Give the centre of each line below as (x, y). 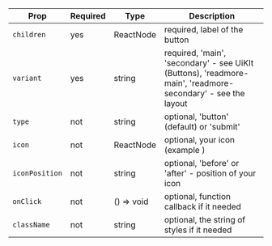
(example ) (185, 150)
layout (176, 103)
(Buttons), (183, 73)
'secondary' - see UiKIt (209, 63)
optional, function (198, 196)
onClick (27, 201)
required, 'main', (195, 53)
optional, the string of (205, 220)
